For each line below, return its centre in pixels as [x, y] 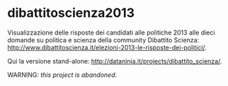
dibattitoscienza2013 [71, 13]
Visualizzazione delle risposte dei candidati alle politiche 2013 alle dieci [111, 32]
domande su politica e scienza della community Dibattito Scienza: [103, 39]
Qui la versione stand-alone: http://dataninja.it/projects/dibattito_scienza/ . [115, 61]
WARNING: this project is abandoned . [62, 75]
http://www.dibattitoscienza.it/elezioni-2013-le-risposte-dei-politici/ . [107, 47]
